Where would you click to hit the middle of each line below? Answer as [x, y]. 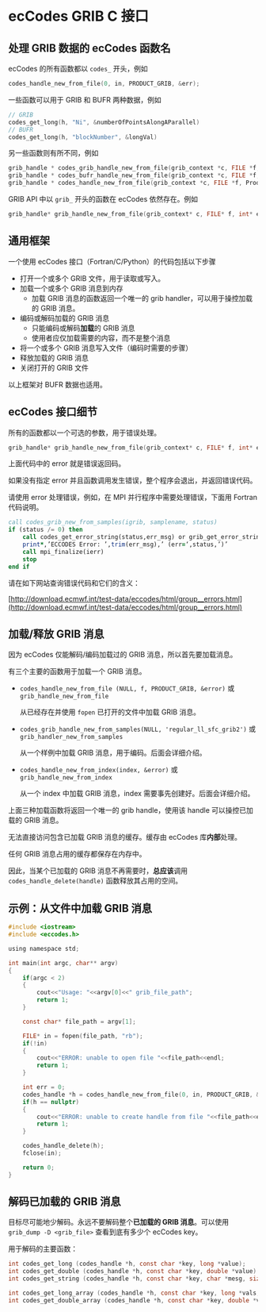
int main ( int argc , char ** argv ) [63, 963]
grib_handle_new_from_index [66, 778]
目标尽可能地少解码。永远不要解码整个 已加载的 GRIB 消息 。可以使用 [119, 1222]
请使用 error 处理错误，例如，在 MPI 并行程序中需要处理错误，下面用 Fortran [133, 498]
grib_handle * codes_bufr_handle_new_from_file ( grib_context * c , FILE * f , [134, 175]
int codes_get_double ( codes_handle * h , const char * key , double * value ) [133, 1272]
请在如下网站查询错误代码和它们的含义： [74, 583]
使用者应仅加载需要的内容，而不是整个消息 [101, 337]
